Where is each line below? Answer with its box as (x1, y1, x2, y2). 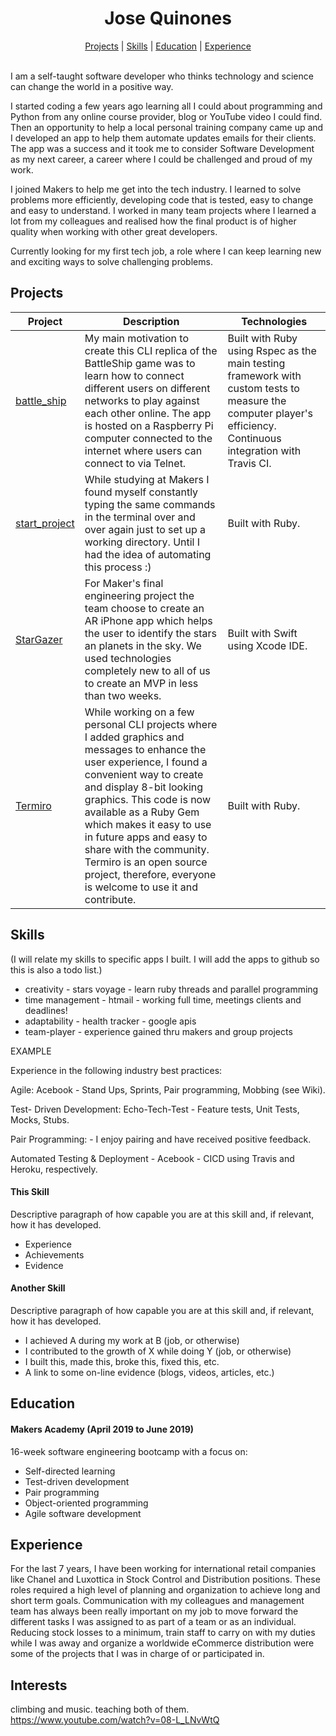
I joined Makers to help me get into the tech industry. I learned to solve (10, 183, 302, 195)
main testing (227, 356, 286, 370)
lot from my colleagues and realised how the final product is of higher (10, 215, 297, 227)
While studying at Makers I (84, 472, 210, 486)
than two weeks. (84, 688, 162, 702)
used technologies (84, 651, 172, 665)
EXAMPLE (10, 1045, 52, 1057)
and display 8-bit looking (84, 780, 204, 794)
